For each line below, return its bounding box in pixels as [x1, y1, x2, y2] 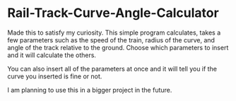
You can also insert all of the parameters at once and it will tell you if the [7, 64, 218, 73]
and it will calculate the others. [7, 51, 97, 59]
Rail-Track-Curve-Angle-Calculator [7, 5, 219, 21]
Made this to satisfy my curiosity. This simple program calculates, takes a [7, 28, 221, 37]
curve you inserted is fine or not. [7, 72, 102, 81]
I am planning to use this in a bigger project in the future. [7, 85, 172, 94]
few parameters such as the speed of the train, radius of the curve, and [7, 35, 216, 44]
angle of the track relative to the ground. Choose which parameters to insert [7, 43, 229, 52]
